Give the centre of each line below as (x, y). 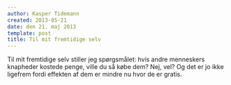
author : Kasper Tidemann (43, 14)
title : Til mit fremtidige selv (54, 40)
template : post (29, 33)
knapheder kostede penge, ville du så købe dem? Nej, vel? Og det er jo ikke (116, 67)
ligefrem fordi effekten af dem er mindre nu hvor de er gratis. (95, 75)
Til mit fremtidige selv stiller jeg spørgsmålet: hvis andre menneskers (106, 59)
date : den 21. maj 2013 (42, 26)
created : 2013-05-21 (37, 20)
